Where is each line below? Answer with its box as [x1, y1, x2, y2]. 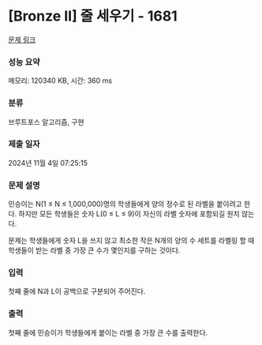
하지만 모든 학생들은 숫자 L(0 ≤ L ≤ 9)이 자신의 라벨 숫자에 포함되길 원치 [18, 209, 241, 219]
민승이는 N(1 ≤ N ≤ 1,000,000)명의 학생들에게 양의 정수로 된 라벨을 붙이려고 [8, 199, 242, 209]
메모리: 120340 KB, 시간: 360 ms [8, 76, 113, 85]
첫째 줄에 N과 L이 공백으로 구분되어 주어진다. [8, 287, 146, 296]
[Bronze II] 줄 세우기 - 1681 [8, 7, 178, 25]
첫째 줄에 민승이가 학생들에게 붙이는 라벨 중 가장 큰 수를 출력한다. [8, 328, 208, 337]
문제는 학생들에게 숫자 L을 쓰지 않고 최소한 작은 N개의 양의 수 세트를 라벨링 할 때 [8, 236, 255, 246]
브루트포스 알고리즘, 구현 [8, 117, 84, 126]
